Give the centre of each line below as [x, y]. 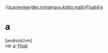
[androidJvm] [19, 40]
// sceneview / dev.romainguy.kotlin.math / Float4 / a [54, 7]
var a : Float [16, 46]
